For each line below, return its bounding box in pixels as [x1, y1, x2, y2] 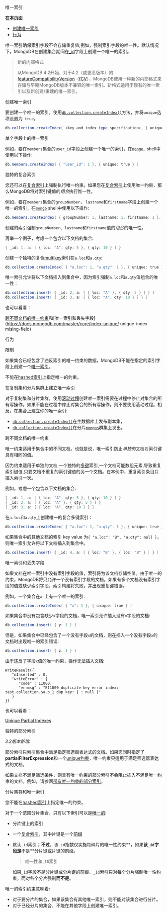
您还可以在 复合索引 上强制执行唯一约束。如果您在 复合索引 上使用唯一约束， [5, 182, 158, 188]
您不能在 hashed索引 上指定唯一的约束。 [5, 800, 86, 806]
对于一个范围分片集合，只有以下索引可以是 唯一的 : [5, 810, 107, 816]
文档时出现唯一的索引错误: [5, 639, 59, 644]
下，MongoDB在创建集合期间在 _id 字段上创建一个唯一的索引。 [5, 49, 132, 54]
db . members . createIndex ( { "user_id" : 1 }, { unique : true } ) [5, 162, 139, 167]
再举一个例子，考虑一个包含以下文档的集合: [5, 235, 94, 241]
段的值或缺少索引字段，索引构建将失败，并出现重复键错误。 [5, 582, 127, 588]
